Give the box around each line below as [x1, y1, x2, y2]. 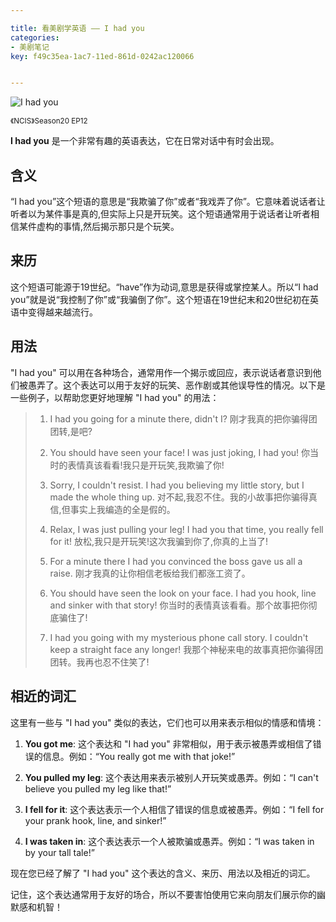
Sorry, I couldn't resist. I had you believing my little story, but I [49, 479, 305, 491]
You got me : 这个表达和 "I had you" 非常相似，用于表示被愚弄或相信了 [24, 737, 313, 750]
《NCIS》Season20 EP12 [10, 116, 88, 126]
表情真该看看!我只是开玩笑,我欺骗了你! [67, 459, 225, 471]
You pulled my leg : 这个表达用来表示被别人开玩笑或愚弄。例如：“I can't [24, 771, 319, 783]
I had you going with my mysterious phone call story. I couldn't [49, 631, 309, 643]
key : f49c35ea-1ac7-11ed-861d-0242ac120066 [10, 51, 195, 61]
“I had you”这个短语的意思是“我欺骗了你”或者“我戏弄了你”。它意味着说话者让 [10, 196, 326, 208]
